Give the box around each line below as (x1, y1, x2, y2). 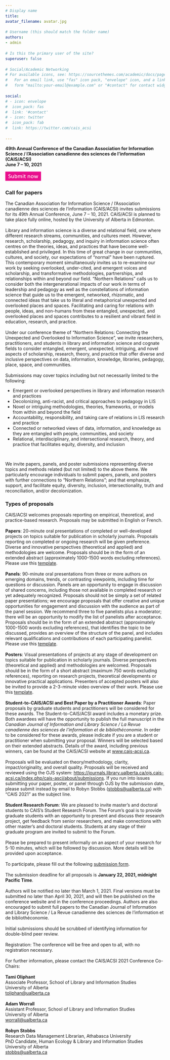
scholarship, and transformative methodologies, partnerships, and (5, 271, 143, 277)
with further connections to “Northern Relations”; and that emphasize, (5, 477, 151, 483)
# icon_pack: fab (5, 120, 44, 125)
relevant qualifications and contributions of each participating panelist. (5, 635, 153, 642)
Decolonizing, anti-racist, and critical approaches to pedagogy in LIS (12, 399, 156, 405)
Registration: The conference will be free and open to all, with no (5, 942, 140, 948)
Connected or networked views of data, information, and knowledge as (12, 425, 161, 431)
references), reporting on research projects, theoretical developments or (5, 673, 157, 679)
